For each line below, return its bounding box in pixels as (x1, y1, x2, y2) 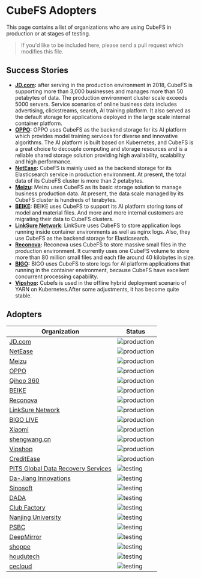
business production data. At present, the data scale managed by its (14, 190, 184, 197)
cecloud (9, 562, 32, 570)
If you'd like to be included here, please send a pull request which (20, 41, 184, 49)
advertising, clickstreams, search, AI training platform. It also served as (14, 106, 191, 114)
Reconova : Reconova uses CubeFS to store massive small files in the (14, 241, 187, 248)
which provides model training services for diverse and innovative (14, 132, 178, 139)
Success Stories (6, 65, 69, 76)
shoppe (9, 542, 31, 550)
